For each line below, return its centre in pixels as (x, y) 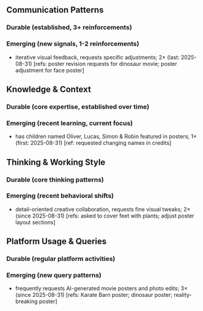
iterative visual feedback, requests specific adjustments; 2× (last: (97, 57)
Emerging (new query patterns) (54, 276)
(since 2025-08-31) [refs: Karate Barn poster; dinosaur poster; (94, 295)
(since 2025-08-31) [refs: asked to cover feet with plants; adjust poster (105, 216)
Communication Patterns (55, 10)
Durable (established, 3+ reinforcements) (69, 27)
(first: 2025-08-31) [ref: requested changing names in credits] (93, 143)
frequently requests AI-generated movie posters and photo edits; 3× (101, 288)
